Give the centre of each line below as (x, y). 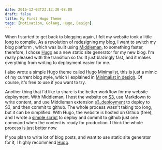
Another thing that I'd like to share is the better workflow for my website (77, 92)
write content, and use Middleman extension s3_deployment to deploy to (77, 102)
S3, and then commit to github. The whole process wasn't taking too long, (79, 107)
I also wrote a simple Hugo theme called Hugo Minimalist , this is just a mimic (81, 72)
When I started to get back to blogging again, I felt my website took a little (79, 37)
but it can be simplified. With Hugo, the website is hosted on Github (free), (79, 113)
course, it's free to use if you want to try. (45, 83)
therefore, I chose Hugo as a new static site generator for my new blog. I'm (80, 52)
